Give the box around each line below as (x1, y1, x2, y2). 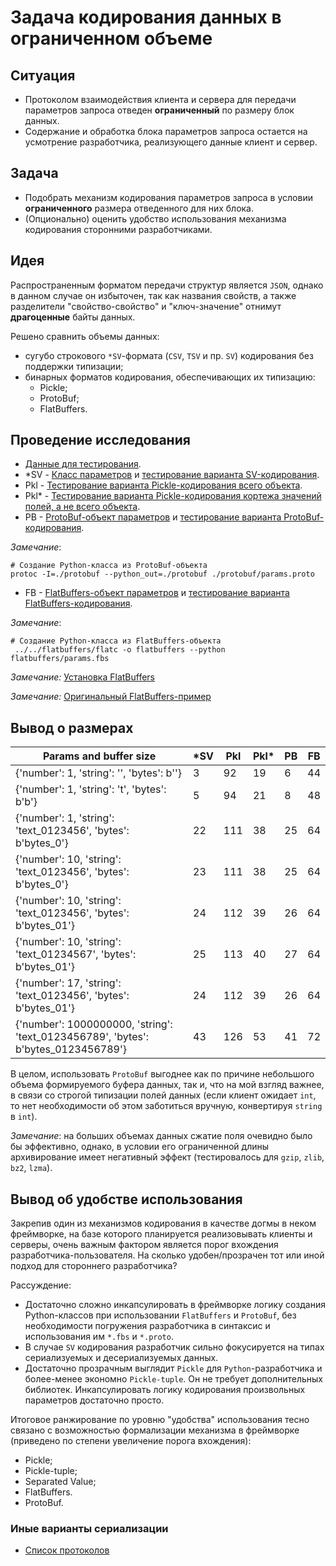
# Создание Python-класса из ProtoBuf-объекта (10, 561, 208, 571)
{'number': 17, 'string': (15, 976, 122, 990)
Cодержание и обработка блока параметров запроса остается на (24, 126, 308, 137)
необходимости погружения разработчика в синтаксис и (24, 1320, 271, 1332)
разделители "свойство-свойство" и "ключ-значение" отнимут (10, 300, 282, 312)
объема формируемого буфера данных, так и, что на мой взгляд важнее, (10, 1079, 325, 1091)
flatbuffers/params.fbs (10, 654, 110, 664)
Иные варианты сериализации (10, 1521, 169, 1535)
